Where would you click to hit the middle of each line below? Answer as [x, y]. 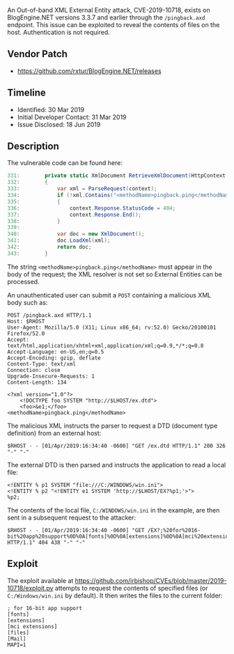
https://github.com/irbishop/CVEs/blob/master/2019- [151, 580]
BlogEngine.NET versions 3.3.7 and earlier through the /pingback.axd [106, 17]
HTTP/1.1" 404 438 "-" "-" [46, 543]
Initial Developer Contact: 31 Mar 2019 [72, 117]
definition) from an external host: [54, 433]
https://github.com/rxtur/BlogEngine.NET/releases [89, 71]
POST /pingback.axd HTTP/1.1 [49, 315]
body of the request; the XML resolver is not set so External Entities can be [115, 274]
